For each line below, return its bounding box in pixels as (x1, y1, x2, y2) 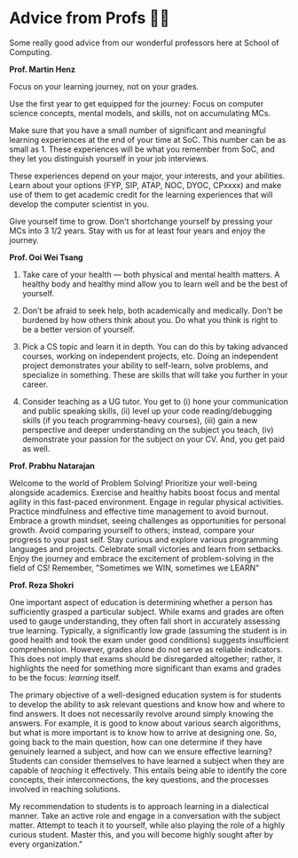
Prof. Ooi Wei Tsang (9, 252, 83, 263)
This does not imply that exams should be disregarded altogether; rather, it (9, 653, 282, 664)
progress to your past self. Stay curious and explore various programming (9, 534, 279, 545)
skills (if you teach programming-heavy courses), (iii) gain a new (21, 414, 258, 425)
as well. (21, 443, 51, 453)
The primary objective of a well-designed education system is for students (9, 689, 282, 700)
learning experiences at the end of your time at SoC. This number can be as (9, 134, 286, 145)
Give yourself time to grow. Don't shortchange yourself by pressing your (9, 216, 273, 226)
